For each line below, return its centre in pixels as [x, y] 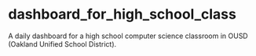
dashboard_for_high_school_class [123, 14]
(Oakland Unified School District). [62, 44]
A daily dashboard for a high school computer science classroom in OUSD [128, 36]
